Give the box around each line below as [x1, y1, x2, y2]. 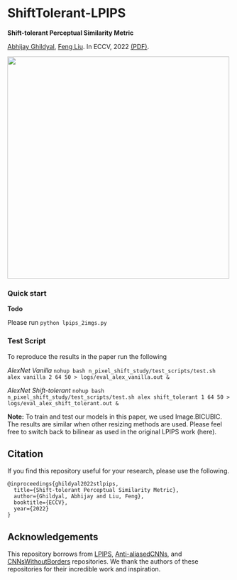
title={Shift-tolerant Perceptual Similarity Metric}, [13, 487, 180, 494]
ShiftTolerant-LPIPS [7, 5, 126, 21]
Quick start [7, 288, 48, 298]
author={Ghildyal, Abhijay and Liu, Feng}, [13, 493, 144, 500]
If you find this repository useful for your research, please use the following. [7, 467, 229, 476]
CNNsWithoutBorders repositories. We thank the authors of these [7, 557, 199, 566]
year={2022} [13, 505, 50, 512]
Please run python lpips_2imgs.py [7, 318, 108, 327]
